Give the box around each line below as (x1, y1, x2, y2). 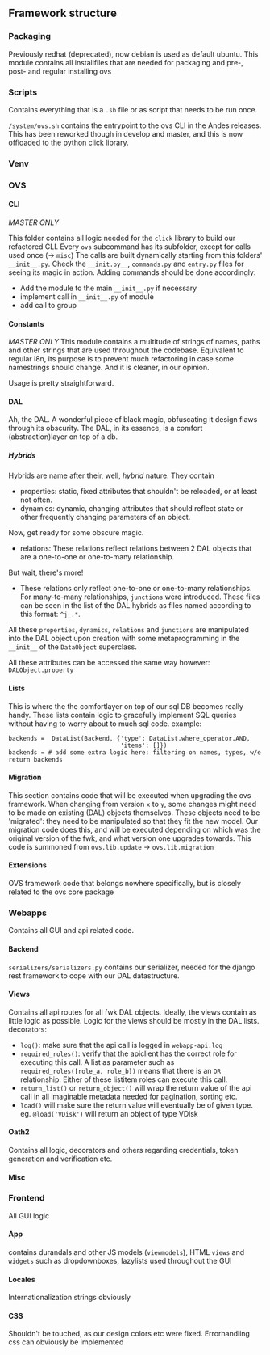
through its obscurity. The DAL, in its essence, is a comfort (8, 424, 203, 433)
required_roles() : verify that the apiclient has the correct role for (19, 1049, 237, 1058)
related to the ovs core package (8, 887, 114, 897)
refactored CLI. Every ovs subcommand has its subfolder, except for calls (8, 242, 251, 251)
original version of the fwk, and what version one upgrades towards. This (8, 833, 251, 843)
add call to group (19, 301, 77, 310)
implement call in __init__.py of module (19, 292, 155, 302)
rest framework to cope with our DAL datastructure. (8, 970, 180, 981)
